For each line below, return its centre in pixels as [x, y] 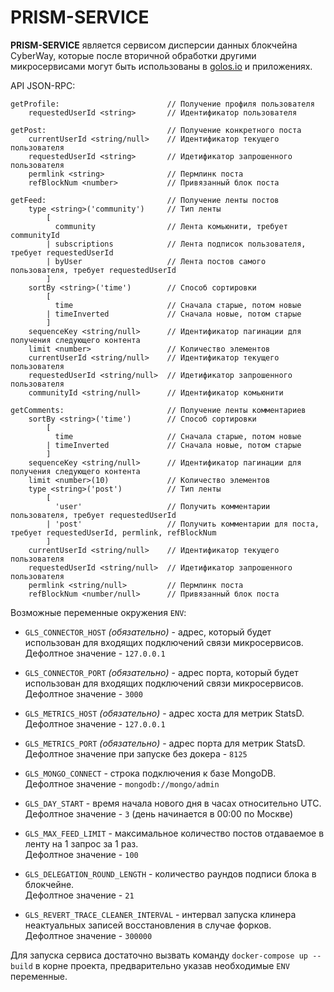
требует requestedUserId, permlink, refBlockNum [113, 532]
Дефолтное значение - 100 [81, 854]
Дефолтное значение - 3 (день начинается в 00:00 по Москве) [159, 813]
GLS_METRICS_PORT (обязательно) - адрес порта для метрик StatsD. [165, 743]
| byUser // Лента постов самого [156, 261]
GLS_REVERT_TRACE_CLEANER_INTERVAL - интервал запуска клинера [160, 914]
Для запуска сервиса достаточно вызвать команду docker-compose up [159, 955]
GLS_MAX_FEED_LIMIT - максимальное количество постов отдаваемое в [174, 833]
